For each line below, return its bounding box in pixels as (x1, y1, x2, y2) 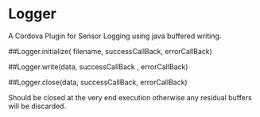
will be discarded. (8, 101, 66, 111)
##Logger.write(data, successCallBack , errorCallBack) (8, 61, 188, 72)
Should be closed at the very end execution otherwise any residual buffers (8, 92, 252, 102)
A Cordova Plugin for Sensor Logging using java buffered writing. (8, 31, 222, 41)
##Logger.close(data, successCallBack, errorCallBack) (8, 77, 188, 87)
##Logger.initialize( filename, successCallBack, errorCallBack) (8, 46, 213, 56)
